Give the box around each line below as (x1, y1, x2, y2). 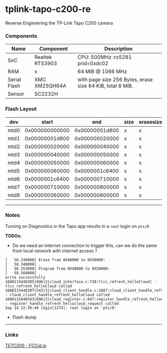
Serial (7, 76, 21, 83)
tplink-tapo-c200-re (5, 3, 91, 15)
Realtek (34, 54, 52, 61)
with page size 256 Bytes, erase (78, 76, 153, 83)
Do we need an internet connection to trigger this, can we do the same (12, 242, 158, 248)
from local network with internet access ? (12, 248, 97, 254)
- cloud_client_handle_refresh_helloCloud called (5, 292, 110, 297)
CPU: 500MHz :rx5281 (78, 54, 132, 61)
